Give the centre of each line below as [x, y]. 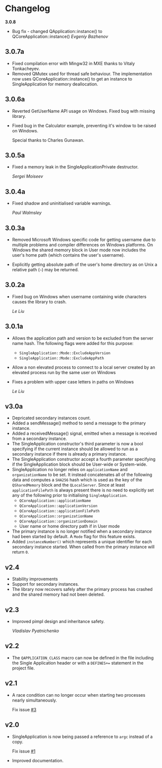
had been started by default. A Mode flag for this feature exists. [74, 537]
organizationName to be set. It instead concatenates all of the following [82, 475]
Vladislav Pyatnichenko [36, 631]
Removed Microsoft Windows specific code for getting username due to [84, 240]
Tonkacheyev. [26, 68]
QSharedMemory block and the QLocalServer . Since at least [68, 485]
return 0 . [20, 552]
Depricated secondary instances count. [51, 418]
